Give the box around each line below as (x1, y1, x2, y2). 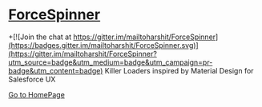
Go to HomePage (8, 89, 66, 99)
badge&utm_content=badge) (8, 65, 103, 75)
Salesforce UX (8, 74, 56, 84)
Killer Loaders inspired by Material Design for (104, 65, 254, 75)
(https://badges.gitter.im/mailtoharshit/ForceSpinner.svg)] (8, 40, 199, 50)
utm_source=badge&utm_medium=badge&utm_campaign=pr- (8, 57, 213, 67)
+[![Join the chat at (8, 32, 72, 42)
